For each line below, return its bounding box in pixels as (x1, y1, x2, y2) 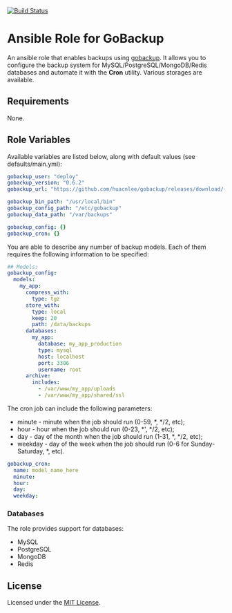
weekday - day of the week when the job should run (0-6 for (17, 440, 190, 448)
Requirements (7, 95, 69, 107)
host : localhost (37, 353, 85, 360)
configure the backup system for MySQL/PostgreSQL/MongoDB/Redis (7, 61, 207, 69)
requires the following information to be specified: (7, 249, 149, 258)
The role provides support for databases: (7, 525, 124, 533)
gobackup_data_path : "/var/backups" (7, 211, 113, 218)
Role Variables (7, 134, 70, 146)
